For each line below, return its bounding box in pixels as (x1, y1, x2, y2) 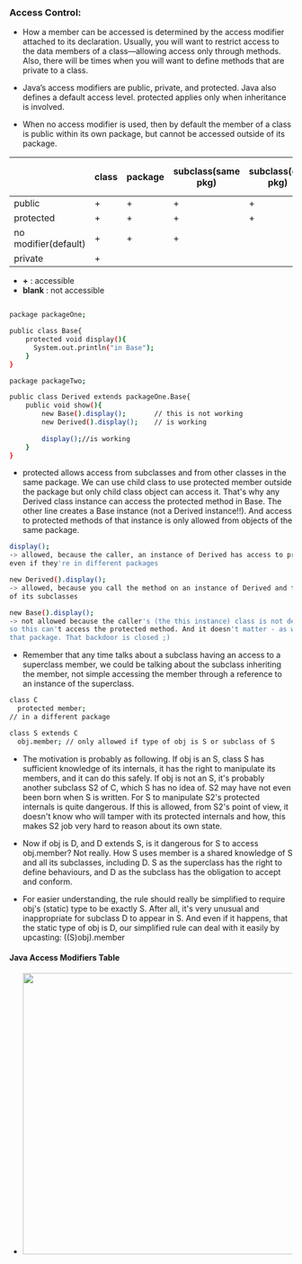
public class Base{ (9, 327, 83, 336)
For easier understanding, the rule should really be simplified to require (22, 893, 286, 904)
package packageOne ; (9, 311, 87, 320)
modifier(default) (13, 238, 86, 250)
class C (9, 696, 39, 705)
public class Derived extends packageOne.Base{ (9, 393, 191, 402)
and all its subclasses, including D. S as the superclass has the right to (22, 857, 283, 868)
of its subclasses (9, 591, 78, 600)
